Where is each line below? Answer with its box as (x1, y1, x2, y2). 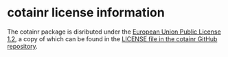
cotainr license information (7, 5, 165, 21)
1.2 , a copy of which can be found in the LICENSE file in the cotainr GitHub (7, 34, 218, 43)
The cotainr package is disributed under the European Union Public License (7, 27, 221, 36)
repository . (7, 42, 38, 50)
